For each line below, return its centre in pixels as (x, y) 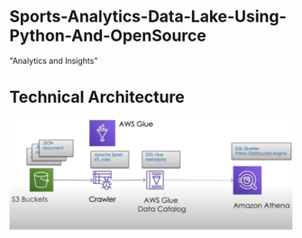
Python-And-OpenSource (108, 36)
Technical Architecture (97, 97)
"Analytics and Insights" (54, 60)
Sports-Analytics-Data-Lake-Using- (148, 17)
